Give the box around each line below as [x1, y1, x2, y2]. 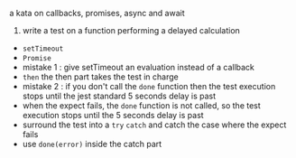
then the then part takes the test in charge [22, 71, 179, 82]
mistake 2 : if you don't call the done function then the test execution [22, 81, 276, 91]
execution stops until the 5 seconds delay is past [22, 110, 205, 120]
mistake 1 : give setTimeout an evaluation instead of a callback [22, 62, 255, 72]
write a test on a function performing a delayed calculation [22, 25, 241, 35]
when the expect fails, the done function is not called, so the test [22, 100, 262, 111]
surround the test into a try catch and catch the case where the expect [22, 119, 287, 130]
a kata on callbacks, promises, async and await [9, 8, 185, 18]
